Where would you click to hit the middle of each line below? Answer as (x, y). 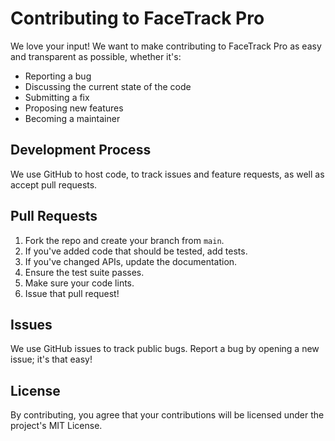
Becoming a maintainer (72, 118)
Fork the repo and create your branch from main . (124, 240)
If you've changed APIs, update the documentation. (131, 261)
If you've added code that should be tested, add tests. (136, 251)
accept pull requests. (54, 184)
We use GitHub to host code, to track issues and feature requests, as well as (167, 174)
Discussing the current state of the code (108, 86)
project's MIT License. (56, 426)
